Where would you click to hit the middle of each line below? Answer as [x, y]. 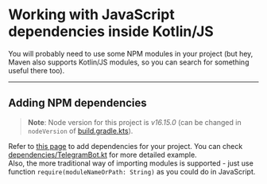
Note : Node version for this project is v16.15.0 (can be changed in [134, 122]
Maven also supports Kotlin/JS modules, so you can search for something [129, 62]
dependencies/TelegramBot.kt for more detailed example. [103, 155]
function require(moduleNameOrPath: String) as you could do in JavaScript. [132, 171]
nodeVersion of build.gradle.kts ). [80, 131]
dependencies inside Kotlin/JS [111, 31]
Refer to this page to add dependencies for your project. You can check [126, 146]
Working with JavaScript [91, 15]
